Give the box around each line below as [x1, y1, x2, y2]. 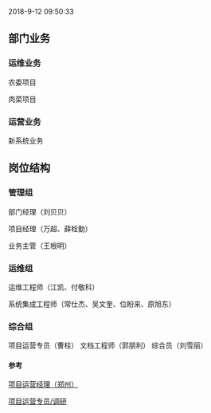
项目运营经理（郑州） [8, 380, 78, 389]
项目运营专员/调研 [8, 396, 68, 406]
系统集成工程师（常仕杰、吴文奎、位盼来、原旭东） [8, 299, 176, 309]
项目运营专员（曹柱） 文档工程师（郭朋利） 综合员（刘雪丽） [8, 340, 208, 350]
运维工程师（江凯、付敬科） [8, 282, 100, 292]
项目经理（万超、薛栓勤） [8, 223, 92, 234]
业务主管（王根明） [8, 241, 72, 250]
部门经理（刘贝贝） [8, 206, 72, 216]
